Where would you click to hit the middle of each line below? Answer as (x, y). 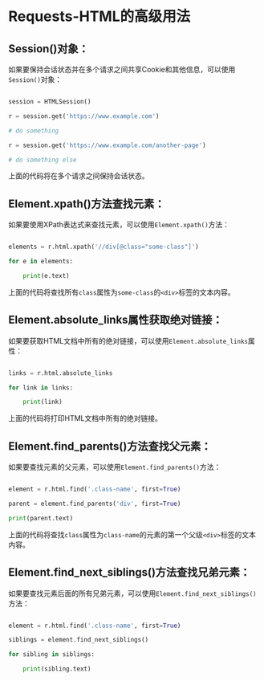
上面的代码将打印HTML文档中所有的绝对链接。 (85, 418)
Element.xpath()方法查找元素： (87, 204)
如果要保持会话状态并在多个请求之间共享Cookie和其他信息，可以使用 (122, 69)
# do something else (43, 160)
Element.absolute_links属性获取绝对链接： (116, 320)
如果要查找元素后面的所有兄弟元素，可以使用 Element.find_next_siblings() (132, 593)
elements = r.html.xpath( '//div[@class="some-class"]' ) (104, 247)
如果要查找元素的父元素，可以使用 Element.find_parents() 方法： (115, 467)
